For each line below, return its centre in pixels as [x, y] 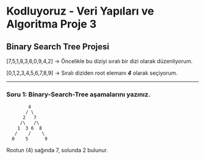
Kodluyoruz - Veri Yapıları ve [80, 11]
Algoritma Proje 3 [52, 24]
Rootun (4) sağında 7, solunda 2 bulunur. [57, 150]
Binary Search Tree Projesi [58, 47]
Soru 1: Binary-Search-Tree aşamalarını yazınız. [78, 94]
